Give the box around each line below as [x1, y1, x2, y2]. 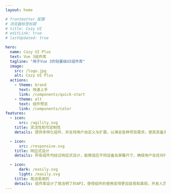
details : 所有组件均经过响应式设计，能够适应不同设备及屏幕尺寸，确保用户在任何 [14, 153, 164, 158]
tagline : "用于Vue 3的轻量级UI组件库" [10, 59, 85, 64]
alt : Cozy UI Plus [14, 73, 53, 78]
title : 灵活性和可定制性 [14, 125, 61, 130]
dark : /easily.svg [18, 167, 58, 172]
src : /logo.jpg [14, 68, 47, 74]
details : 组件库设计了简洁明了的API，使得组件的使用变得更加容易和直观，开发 [14, 181, 159, 186]
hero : [5, 45, 17, 50]
